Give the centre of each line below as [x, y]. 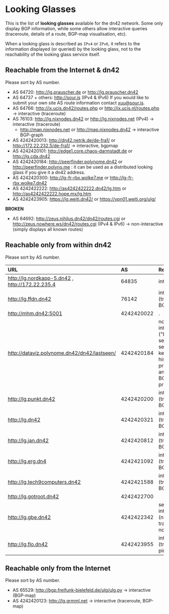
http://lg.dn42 [24, 420]
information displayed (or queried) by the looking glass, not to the [73, 49]
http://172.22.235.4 [32, 284]
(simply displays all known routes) [48, 229]
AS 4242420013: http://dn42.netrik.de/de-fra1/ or [64, 140]
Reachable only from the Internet [58, 568]
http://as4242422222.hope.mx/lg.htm [52, 194]
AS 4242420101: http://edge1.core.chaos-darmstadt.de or [72, 151]
